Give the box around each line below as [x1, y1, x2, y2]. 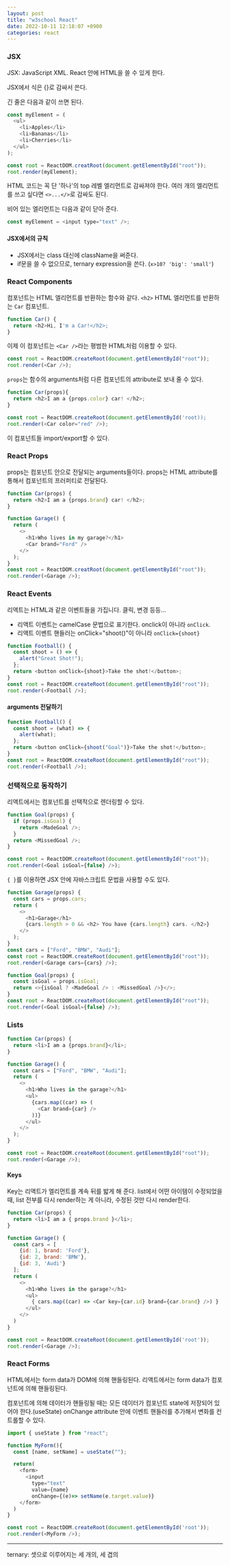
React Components [7, 277, 73, 286]
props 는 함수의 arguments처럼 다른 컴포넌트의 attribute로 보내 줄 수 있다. [7, 375, 204, 383]
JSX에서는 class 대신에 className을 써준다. [16, 251, 138, 259]
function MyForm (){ [7, 1442, 63, 1449]
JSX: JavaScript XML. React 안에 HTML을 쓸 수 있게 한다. [7, 68, 165, 76]
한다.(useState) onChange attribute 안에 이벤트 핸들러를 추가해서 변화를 [19, 1407, 215, 1415]
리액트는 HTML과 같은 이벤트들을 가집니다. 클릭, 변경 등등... [7, 605, 166, 613]
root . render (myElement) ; [7, 168, 78, 175]
